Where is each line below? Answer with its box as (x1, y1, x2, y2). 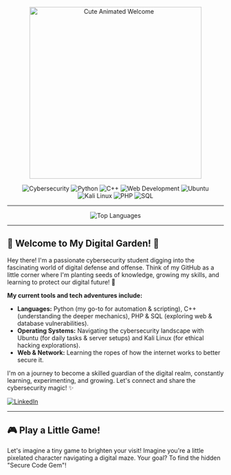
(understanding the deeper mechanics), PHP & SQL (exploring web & (16, 311, 212, 320)
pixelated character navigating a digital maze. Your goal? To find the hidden (7, 454, 221, 462)
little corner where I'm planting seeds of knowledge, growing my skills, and (7, 270, 220, 278)
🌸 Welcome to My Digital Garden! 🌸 (7, 238, 159, 250)
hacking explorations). (16, 341, 80, 349)
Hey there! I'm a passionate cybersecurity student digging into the (7, 256, 195, 264)
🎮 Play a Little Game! (7, 425, 101, 437)
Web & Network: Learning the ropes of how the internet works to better (16, 348, 221, 357)
